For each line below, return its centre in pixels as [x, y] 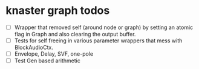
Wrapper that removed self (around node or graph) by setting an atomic [104, 27]
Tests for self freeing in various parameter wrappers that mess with [98, 41]
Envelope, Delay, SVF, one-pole [54, 54]
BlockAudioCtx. [34, 48]
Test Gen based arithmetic [47, 61]
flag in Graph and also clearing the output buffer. [75, 34]
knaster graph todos [58, 11]
